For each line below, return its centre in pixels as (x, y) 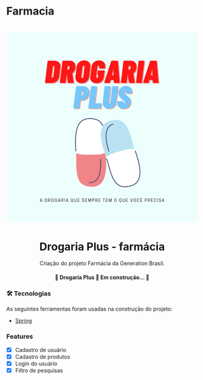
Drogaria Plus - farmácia (102, 247)
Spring (23, 321)
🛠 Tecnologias (29, 293)
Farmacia (30, 11)
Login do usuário (36, 364)
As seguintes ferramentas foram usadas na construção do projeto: (89, 309)
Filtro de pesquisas (39, 370)
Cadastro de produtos (43, 356)
